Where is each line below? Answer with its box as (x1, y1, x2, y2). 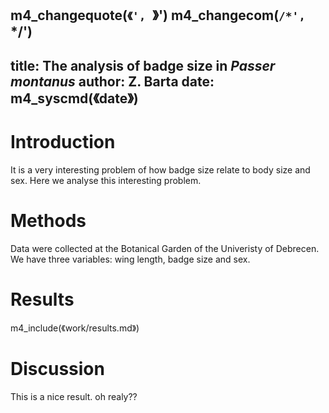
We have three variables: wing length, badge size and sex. (10, 253, 251, 265)
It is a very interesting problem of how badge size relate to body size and (10, 163, 311, 176)
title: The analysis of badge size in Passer (10, 57, 276, 74)
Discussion (10, 357, 105, 380)
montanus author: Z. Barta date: (10, 73, 215, 90)
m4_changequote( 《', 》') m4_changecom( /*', (10, 7, 307, 24)
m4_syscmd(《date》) (10, 90, 139, 107)
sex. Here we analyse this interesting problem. (10, 174, 202, 186)
